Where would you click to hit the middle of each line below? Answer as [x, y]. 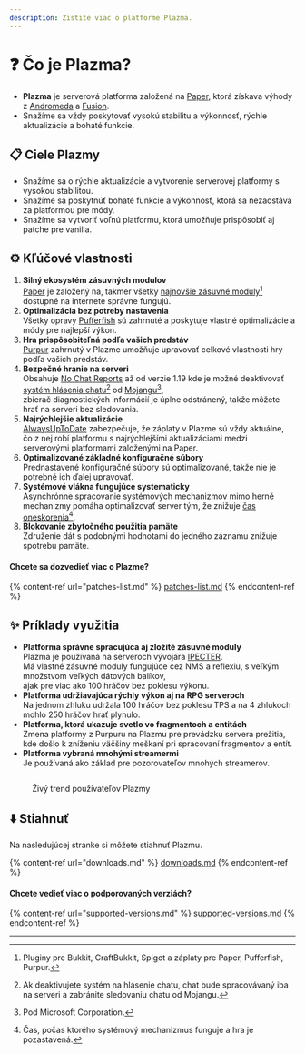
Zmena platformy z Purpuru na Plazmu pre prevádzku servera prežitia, [154, 735]
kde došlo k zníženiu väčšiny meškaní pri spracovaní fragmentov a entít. [157, 744]
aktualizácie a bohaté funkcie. [79, 125]
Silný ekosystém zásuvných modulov [94, 280]
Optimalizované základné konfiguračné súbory [113, 457]
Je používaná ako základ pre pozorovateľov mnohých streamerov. [146, 763]
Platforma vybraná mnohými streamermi [101, 754]
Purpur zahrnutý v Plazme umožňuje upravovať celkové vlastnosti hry [152, 349]
